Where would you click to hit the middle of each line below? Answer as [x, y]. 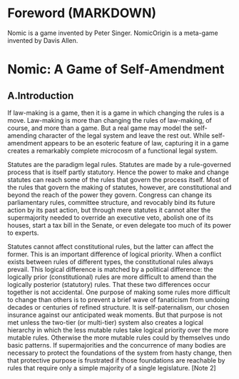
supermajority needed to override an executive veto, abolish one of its [111, 217]
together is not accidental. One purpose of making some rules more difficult [119, 292]
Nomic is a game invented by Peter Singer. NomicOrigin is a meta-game [113, 33]
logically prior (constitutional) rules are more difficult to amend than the [112, 277]
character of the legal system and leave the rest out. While [124, 135]
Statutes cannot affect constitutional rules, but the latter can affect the [111, 246]
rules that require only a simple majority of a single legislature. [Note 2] [112, 368]
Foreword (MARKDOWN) [82, 13]
